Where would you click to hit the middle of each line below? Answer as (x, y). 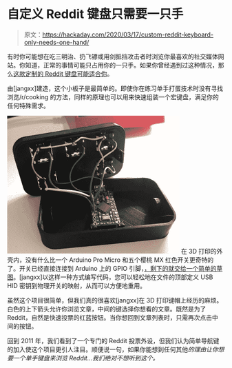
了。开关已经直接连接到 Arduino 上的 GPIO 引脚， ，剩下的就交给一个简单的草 (115, 268)
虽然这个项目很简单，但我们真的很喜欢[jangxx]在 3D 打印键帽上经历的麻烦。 (115, 300)
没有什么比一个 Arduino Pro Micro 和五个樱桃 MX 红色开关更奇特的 (119, 260)
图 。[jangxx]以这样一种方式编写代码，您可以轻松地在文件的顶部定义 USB (110, 277)
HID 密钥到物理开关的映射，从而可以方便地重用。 (77, 285)
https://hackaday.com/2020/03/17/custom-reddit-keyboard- (128, 34)
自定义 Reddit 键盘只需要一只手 (95, 14)
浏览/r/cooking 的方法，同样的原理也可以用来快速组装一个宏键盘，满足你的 (113, 96)
